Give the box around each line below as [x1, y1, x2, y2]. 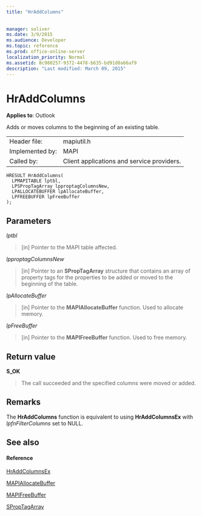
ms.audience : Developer [6, 37, 67, 43]
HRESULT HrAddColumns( [6, 173, 64, 179]
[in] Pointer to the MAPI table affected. [21, 244, 118, 251]
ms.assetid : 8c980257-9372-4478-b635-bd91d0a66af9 [6, 60, 137, 66]
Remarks [6, 397, 41, 408]
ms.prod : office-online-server [6, 49, 86, 55]
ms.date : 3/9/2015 [6, 32, 53, 38]
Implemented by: [9, 147, 58, 156]
